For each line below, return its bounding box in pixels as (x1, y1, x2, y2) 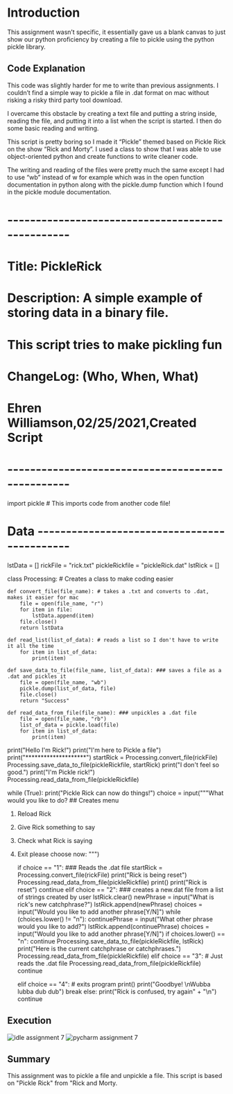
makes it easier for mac (7, 594, 79, 601)
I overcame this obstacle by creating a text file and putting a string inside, (7, 109, 217, 117)
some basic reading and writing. (7, 123, 99, 133)
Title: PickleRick (7, 259, 103, 275)
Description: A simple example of (7, 290, 203, 306)
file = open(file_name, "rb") (19, 715, 107, 722)
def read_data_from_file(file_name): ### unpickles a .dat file (7, 709, 197, 716)
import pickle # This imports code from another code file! (7, 499, 171, 507)
